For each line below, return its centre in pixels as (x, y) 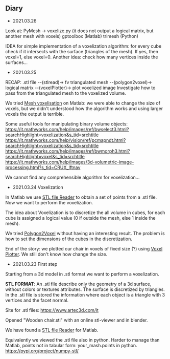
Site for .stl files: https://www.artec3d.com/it (52, 310)
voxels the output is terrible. (35, 114)
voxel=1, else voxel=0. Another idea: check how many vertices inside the (82, 57)
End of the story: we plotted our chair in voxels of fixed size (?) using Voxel (84, 248)
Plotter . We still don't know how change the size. (56, 254)
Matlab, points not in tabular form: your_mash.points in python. (71, 345)
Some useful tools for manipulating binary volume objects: (67, 124)
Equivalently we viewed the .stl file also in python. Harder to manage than (82, 340)
